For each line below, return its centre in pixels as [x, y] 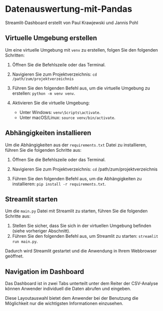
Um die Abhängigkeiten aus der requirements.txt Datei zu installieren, [76, 145]
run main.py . [25, 241]
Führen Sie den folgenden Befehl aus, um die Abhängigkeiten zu [77, 178]
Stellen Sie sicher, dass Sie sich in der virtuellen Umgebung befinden [82, 226]
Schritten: [15, 55]
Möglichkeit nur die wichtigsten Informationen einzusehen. [64, 304]
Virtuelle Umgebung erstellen [51, 38]
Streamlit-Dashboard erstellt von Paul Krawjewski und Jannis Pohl [72, 23]
